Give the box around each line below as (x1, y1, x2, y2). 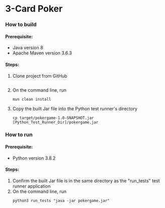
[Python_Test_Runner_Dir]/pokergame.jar (12, 119, 99, 125)
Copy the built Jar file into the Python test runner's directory (12, 105, 137, 111)
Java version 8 (12, 45, 44, 51)
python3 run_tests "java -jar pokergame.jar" (12, 198, 110, 203)
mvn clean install (12, 97, 51, 102)
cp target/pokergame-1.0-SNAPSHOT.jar (12, 115, 94, 120)
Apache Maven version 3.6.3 (12, 50, 72, 56)
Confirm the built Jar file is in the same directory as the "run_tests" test (12, 177, 160, 184)
